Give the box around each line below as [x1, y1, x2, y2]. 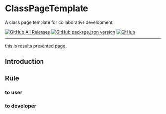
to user [5, 89, 23, 96]
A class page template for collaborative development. [5, 19, 114, 25]
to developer [5, 102, 36, 109]
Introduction [5, 57, 44, 66]
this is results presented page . [5, 43, 67, 49]
